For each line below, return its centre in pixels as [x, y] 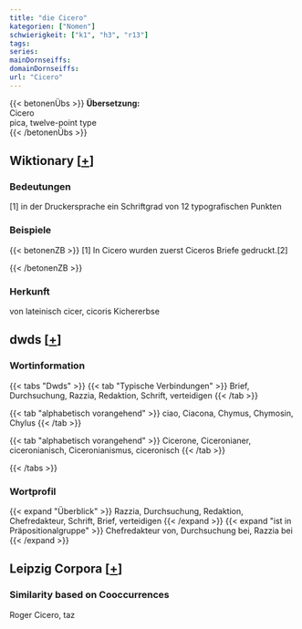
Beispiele [31, 231]
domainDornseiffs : [44, 69]
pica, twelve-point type [53, 122]
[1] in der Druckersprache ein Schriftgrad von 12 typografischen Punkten [146, 207]
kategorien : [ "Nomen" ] [52, 26]
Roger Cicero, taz [42, 614]
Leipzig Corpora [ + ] [66, 569]
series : [24, 52]
